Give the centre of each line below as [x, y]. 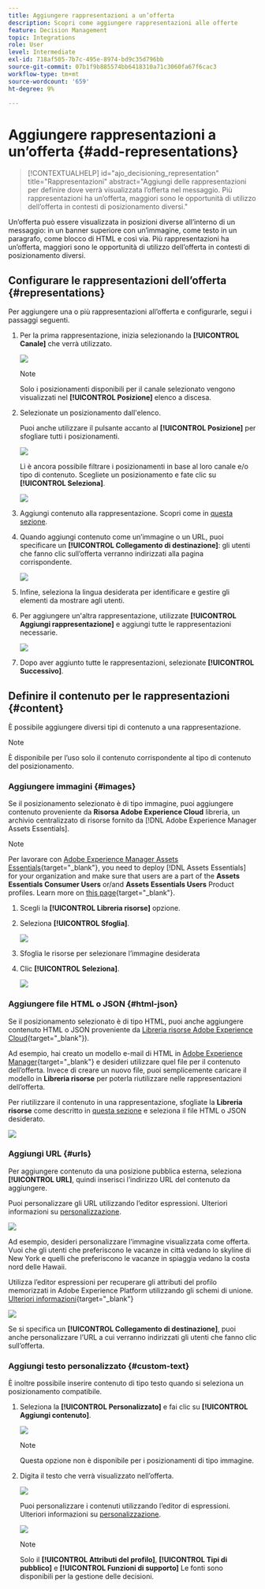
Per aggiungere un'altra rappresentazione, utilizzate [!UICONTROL [128, 616]
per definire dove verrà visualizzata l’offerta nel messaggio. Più [130, 190]
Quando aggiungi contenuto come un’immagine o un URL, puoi [121, 537]
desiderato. [27, 1119]
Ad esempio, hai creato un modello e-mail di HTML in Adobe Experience [125, 1053]
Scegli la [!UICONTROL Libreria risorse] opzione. [100, 908]
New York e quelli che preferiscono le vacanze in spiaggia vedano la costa [129, 1258]
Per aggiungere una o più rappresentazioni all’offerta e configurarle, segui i [130, 311]
